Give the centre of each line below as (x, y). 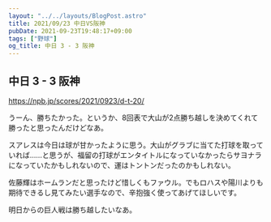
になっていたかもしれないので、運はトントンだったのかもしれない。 (122, 165)
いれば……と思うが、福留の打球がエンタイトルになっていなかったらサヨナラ (135, 155)
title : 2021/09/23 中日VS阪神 (57, 23)
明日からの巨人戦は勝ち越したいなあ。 (72, 209)
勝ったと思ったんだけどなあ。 (58, 127)
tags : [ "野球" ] (33, 38)
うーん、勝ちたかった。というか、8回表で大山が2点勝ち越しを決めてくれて (133, 117)
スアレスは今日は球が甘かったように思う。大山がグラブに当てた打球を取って (136, 145)
